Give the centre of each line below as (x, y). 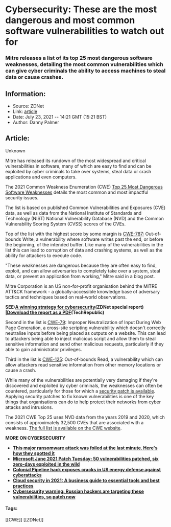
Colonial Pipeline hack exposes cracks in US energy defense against (87, 469)
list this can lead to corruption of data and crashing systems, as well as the (84, 250)
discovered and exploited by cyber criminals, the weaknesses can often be (84, 385)
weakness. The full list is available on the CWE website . (64, 428)
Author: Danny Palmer (36, 122)
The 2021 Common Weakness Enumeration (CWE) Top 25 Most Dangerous (84, 187)
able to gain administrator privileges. (44, 349)
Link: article (25, 111)
